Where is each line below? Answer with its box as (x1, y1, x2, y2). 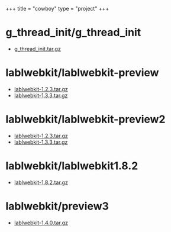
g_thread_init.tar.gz (14, 45, 62, 52)
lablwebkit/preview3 (5, 199, 109, 212)
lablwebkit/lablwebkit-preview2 (5, 112, 166, 126)
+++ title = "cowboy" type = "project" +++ (5, 5, 109, 12)
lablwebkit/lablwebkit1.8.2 (5, 159, 138, 172)
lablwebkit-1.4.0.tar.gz (14, 219, 69, 226)
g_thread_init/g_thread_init (5, 26, 141, 39)
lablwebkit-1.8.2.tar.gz (14, 179, 69, 186)
